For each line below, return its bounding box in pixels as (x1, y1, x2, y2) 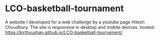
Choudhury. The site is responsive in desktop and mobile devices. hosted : (5, 24, 157, 30)
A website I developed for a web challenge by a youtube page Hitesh (5, 19, 145, 25)
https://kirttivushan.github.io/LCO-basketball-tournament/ (5, 29, 123, 35)
